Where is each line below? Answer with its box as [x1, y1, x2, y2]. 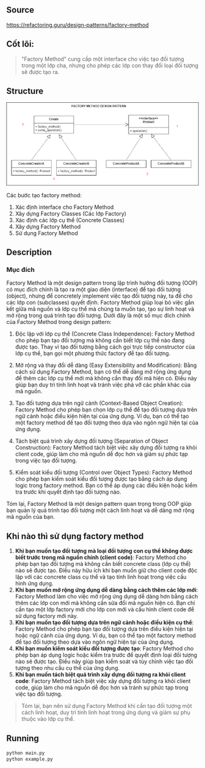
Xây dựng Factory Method [15, 223, 81, 230]
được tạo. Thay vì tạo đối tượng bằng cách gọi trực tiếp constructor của [15, 343, 195, 351]
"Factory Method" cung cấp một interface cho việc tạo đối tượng [21, 55, 184, 62]
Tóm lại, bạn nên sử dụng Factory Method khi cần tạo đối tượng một [21, 702, 192, 710]
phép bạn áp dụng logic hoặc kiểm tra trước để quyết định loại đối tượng [15, 652, 197, 659]
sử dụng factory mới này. [15, 612, 78, 620]
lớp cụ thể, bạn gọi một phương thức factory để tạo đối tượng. [15, 350, 171, 357]
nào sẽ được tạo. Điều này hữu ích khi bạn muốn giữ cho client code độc [15, 567, 198, 574]
